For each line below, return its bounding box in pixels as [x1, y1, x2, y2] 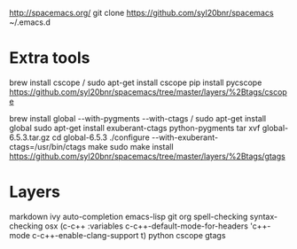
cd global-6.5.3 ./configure [51, 132, 151, 143]
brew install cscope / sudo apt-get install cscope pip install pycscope [9, 77, 262, 88]
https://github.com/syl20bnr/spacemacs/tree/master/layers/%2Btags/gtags [9, 151, 285, 161]
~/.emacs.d [9, 17, 51, 27]
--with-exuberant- [152, 132, 219, 143]
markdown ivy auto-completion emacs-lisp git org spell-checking [9, 211, 248, 222]
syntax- [249, 211, 277, 222]
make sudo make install [88, 141, 175, 152]
